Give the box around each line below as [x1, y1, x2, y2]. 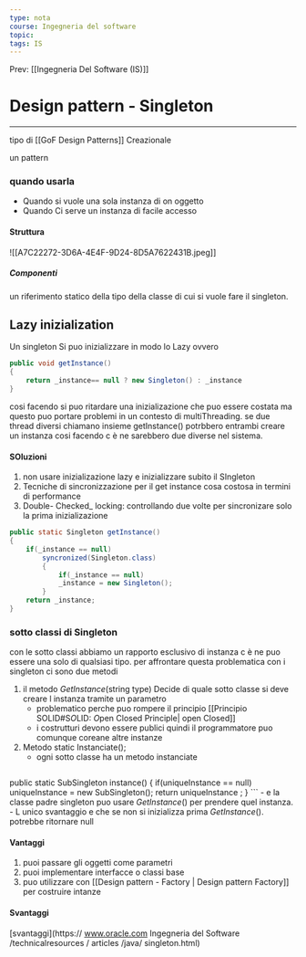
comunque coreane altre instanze [36, 732, 163, 743]
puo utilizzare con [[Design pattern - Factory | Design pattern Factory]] [22, 877, 290, 888]
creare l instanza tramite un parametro [22, 693, 167, 704]
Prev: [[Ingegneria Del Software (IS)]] [9, 64, 149, 75]
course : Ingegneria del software [9, 22, 137, 31]
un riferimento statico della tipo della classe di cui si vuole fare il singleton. [9, 290, 289, 301]
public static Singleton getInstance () [9, 528, 161, 537]
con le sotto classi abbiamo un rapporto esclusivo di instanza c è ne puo [9, 647, 280, 657]
